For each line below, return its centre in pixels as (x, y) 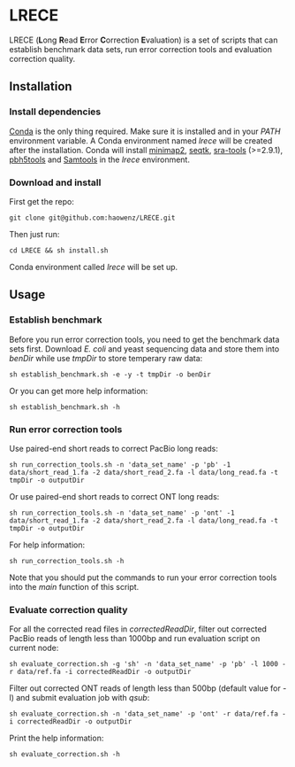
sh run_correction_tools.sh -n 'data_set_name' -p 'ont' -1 (122, 513)
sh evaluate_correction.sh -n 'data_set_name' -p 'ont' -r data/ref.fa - (148, 714)
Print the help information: (57, 738)
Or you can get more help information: (79, 391)
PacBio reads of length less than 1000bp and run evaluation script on (135, 639)
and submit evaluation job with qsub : (83, 698)
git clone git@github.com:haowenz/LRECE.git (92, 218)
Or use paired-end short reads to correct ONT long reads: (114, 496)
